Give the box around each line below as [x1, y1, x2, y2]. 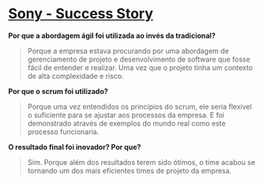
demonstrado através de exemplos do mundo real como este [27, 118, 227, 128]
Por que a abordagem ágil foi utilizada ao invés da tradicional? [8, 31, 216, 40]
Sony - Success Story [8, 5, 154, 23]
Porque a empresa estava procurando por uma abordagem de [27, 46, 229, 55]
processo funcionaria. [27, 127, 100, 136]
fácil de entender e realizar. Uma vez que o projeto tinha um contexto [27, 62, 254, 72]
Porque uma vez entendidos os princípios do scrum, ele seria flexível [27, 102, 253, 111]
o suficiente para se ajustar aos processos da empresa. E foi [27, 110, 225, 119]
